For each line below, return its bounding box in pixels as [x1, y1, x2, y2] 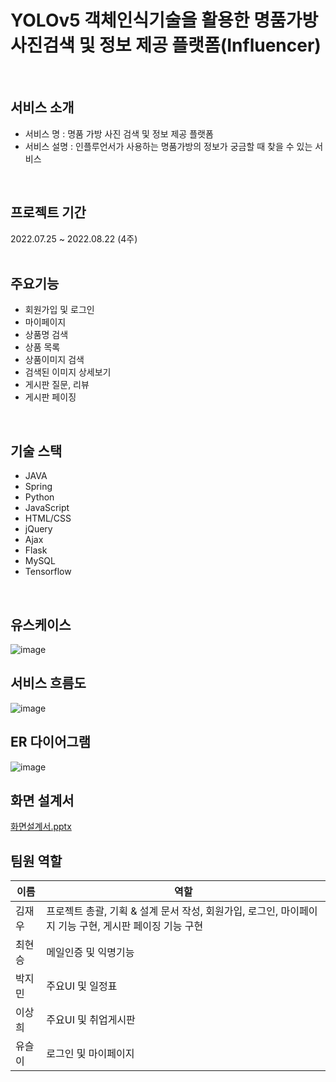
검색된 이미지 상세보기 [24, 366, 112, 378]
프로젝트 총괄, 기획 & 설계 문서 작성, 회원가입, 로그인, [46, 904, 279, 918]
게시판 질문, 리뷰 [24, 379, 90, 391]
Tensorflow [24, 566, 72, 578]
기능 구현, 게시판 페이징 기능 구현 [58, 919, 204, 933]
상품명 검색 [24, 329, 69, 341]
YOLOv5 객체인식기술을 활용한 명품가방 [10, 9, 319, 32]
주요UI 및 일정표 [46, 979, 118, 993]
